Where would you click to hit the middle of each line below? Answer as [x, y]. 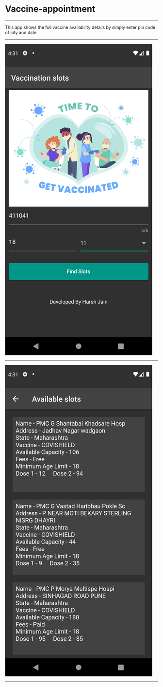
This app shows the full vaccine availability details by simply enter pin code [80, 27]
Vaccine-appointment [50, 9]
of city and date [21, 32]
